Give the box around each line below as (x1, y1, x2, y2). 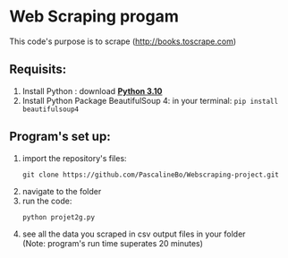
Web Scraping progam (9, 6, 179, 27)
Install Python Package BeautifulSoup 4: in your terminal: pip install (21, 95, 279, 106)
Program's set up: (9, 129, 111, 144)
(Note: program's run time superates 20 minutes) (21, 237, 204, 248)
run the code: (21, 195, 72, 206)
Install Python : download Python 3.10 (21, 85, 163, 96)
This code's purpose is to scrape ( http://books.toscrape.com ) (9, 36, 237, 47)
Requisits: (9, 62, 67, 77)
